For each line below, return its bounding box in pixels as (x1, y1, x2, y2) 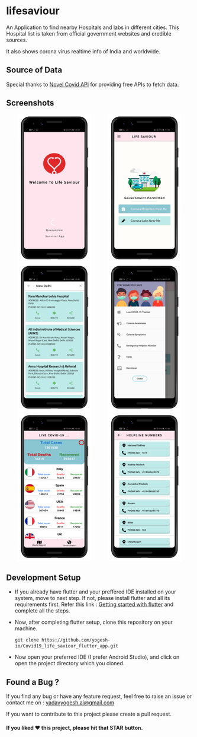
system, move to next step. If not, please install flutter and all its (14, 595, 170, 602)
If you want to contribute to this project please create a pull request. (6, 710, 172, 718)
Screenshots (6, 98, 54, 108)
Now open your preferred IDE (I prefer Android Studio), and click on (14, 653, 180, 661)
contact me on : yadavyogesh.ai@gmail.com (6, 699, 114, 706)
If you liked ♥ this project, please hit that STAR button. (6, 724, 143, 731)
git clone (14, 637, 40, 643)
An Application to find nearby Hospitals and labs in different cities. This (6, 24, 179, 31)
